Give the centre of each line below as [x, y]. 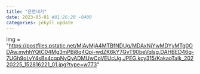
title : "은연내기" [27, 12]
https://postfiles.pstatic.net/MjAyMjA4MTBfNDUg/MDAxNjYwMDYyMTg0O [101, 46]
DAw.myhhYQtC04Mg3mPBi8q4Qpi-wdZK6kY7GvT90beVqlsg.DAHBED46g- [100, 52]
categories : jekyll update [40, 22]
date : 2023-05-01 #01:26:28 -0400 [49, 17]
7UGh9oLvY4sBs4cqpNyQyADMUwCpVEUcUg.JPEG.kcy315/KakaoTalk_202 [100, 58]
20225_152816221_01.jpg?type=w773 [52, 65]
